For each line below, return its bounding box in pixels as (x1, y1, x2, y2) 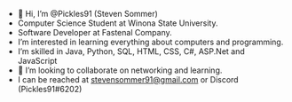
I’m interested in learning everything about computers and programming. (17, 36, 284, 47)
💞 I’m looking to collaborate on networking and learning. (17, 65, 223, 75)
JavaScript (17, 56, 58, 66)
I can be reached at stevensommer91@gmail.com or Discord (17, 75, 239, 84)
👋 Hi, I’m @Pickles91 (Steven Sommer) (17, 9, 158, 19)
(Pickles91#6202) (17, 84, 83, 94)
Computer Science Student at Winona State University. (17, 18, 218, 28)
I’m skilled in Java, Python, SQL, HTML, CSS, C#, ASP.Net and (17, 46, 246, 57)
